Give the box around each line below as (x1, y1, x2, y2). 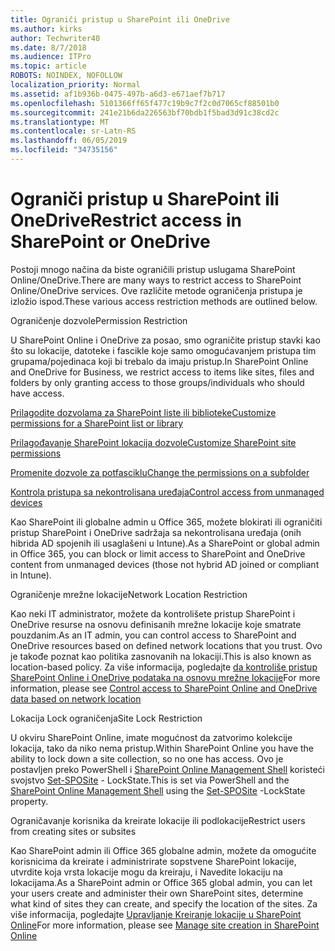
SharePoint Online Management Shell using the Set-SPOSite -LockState (10, 784, 306, 796)
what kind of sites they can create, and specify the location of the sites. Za (10, 897, 318, 910)
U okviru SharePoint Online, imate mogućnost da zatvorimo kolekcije (10, 731, 293, 743)
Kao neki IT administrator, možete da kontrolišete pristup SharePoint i (10, 607, 296, 620)
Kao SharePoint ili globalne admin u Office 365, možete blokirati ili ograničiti (10, 516, 323, 528)
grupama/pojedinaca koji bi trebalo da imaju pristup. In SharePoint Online (10, 355, 309, 367)
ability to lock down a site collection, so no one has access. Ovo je (10, 752, 284, 765)
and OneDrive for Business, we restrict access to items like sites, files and (10, 366, 315, 378)
